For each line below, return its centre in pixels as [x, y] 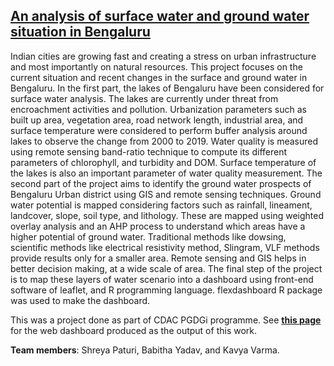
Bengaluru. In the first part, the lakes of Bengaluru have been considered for [167, 88]
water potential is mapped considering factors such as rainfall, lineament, [161, 205]
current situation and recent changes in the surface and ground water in [159, 77]
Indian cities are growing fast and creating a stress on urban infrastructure [163, 56]
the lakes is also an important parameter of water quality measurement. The [166, 173]
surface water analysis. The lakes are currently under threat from [144, 98]
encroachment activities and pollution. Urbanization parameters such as [158, 109]
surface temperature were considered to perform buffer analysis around [159, 130]
